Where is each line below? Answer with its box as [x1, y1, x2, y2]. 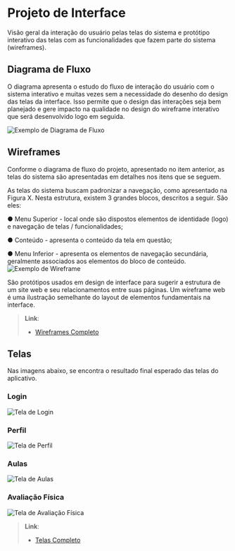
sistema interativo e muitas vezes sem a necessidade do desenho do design [7, 89, 229, 98]
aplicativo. [7, 374, 37, 383]
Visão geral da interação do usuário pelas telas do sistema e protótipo [7, 28, 210, 37]
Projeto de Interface [7, 5, 126, 21]
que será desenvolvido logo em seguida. [7, 112, 125, 120]
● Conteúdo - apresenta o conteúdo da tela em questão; [7, 236, 172, 244]
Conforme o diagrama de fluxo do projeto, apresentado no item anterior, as [7, 165, 225, 173]
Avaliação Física [7, 493, 65, 502]
